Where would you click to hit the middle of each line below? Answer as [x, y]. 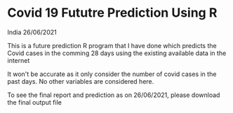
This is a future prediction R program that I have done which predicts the [112, 45]
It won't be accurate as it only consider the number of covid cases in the [112, 74]
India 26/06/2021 [32, 32]
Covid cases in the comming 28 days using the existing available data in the [117, 53]
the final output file [34, 102]
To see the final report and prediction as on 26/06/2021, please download [114, 95]
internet [19, 60]
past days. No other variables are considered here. [81, 81]
